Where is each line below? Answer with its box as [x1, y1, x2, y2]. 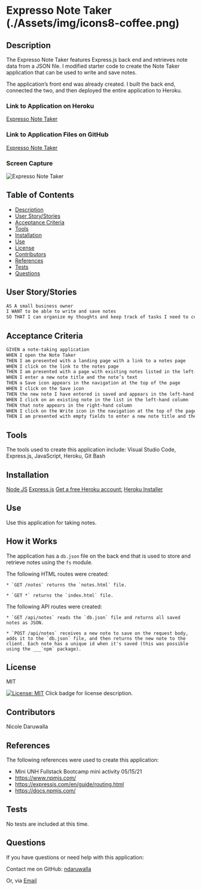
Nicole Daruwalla [6, 723, 48, 730]
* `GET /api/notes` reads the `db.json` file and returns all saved [6, 614, 181, 621]
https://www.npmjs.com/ [14, 774, 77, 781]
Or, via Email [6, 877, 37, 884]
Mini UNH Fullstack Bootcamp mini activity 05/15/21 [14, 768, 142, 775]
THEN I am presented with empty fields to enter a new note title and [6, 413, 186, 420]
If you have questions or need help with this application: [6, 853, 144, 861]
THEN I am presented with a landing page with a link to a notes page [6, 357, 186, 363]
